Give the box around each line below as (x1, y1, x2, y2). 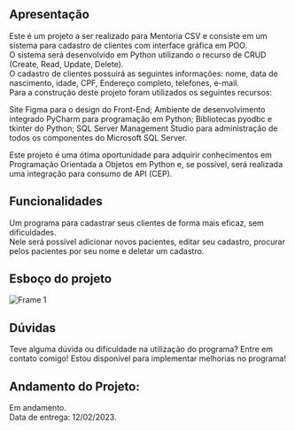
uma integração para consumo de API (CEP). (9, 168, 173, 179)
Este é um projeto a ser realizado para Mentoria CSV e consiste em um (9, 30, 268, 41)
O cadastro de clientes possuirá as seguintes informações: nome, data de (9, 68, 278, 79)
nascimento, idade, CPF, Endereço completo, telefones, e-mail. (9, 77, 239, 88)
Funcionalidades (9, 194, 104, 209)
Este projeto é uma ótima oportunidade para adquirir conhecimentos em (9, 150, 273, 160)
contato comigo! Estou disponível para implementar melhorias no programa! (9, 353, 286, 364)
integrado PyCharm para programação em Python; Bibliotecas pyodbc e (9, 113, 273, 124)
